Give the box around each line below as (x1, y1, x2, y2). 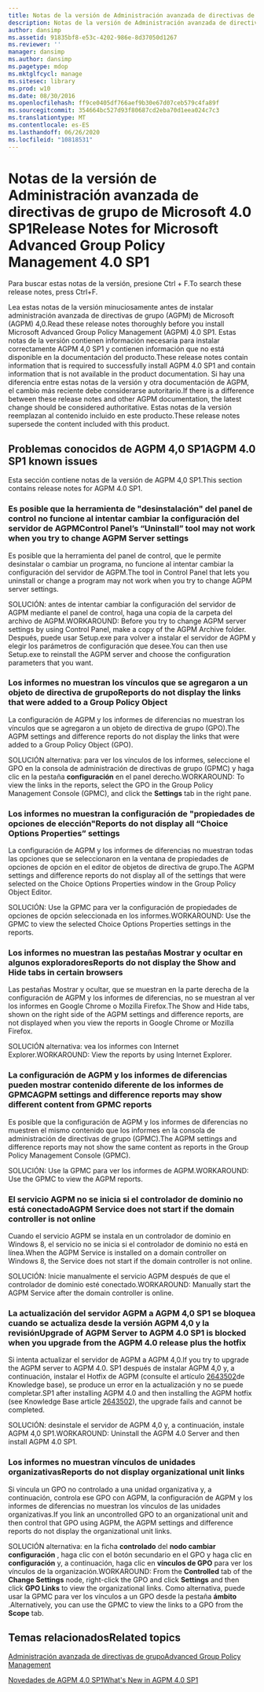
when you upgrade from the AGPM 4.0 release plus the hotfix (8, 1337, 247, 1348)
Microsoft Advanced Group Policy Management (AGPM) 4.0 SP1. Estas (8, 328, 236, 337)
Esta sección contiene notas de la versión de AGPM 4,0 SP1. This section (8, 475, 242, 485)
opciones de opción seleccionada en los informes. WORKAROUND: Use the (8, 911, 251, 920)
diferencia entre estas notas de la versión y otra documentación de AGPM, (8, 378, 250, 387)
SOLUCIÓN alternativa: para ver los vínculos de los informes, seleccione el (8, 755, 250, 765)
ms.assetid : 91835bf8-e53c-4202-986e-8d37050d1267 (8, 33, 178, 42)
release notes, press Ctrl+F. (8, 288, 98, 297)
